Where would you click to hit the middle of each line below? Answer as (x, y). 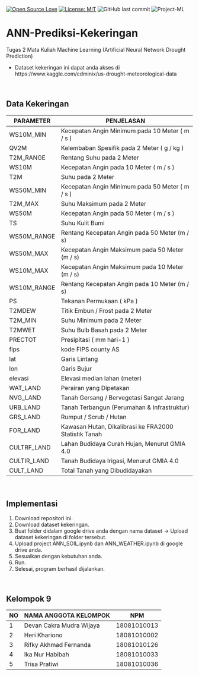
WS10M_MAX (29, 271)
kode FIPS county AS (90, 349)
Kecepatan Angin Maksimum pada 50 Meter (122, 250)
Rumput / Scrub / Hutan (94, 417)
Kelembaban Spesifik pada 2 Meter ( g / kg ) (123, 147)
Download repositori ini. (44, 518)
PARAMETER (32, 121)
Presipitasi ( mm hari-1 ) (95, 339)
